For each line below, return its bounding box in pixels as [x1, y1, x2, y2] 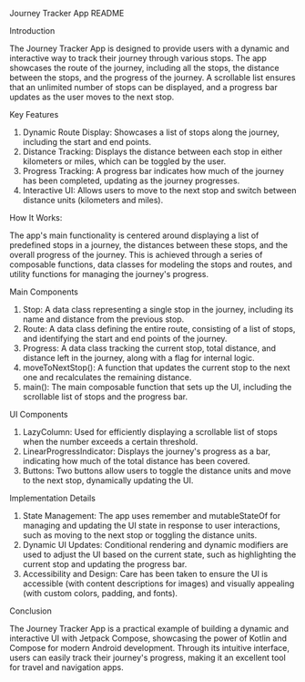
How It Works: [9, 212, 63, 222]
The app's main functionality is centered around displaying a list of [9, 230, 259, 241]
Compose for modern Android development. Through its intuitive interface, [9, 643, 290, 653]
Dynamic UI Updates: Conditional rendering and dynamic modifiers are [22, 540, 289, 550]
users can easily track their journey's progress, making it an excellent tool [9, 652, 287, 663]
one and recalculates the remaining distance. [22, 372, 192, 382]
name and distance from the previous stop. [22, 314, 185, 325]
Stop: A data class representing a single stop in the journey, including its [22, 305, 294, 315]
